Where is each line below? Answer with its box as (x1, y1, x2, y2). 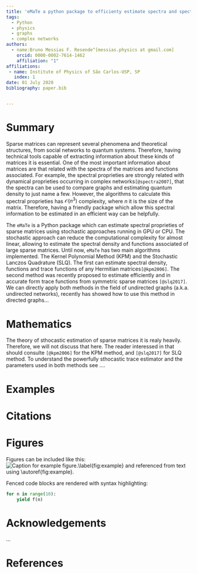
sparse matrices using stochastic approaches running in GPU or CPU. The (6, 228, 185, 235)
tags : (6, 14, 19, 20)
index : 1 (13, 74, 35, 80)
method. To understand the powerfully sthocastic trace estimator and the (6, 355, 183, 362)
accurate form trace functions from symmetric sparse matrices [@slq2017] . (6, 278, 188, 285)
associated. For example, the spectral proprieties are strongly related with (6, 171, 185, 178)
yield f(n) (16, 497, 43, 502)
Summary (6, 121, 55, 134)
